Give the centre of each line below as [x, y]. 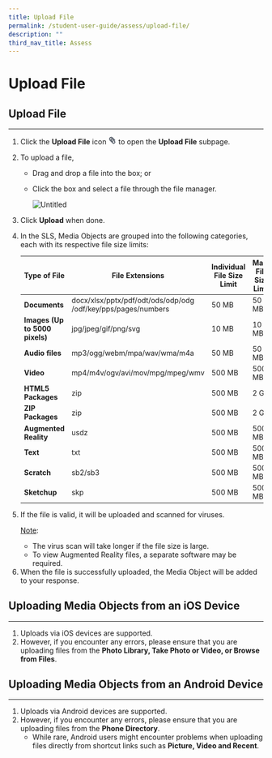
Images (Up [44, 320]
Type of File [44, 276]
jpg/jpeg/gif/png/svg [106, 329]
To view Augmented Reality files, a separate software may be [134, 555]
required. [47, 563]
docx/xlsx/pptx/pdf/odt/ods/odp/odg [133, 300]
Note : [29, 530]
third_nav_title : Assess [50, 43]
